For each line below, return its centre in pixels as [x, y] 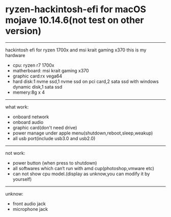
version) [23, 31]
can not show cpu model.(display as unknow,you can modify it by [81, 174]
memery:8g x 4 [28, 92]
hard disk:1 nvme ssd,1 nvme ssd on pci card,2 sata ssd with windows [85, 81]
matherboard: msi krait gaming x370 [51, 70]
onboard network [31, 117]
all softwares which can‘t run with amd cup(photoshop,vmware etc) [83, 168]
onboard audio [28, 122]
